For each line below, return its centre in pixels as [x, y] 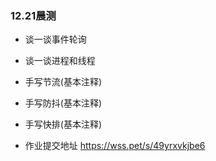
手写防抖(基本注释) [63, 103]
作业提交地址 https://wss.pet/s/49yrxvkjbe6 [115, 146]
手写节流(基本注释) [63, 82]
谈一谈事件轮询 [55, 39]
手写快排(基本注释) [63, 124]
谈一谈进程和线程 [60, 61]
